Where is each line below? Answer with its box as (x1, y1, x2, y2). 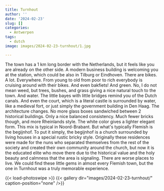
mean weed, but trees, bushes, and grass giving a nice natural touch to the (5, 87, 156, 93)
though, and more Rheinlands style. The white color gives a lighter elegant (5, 119, 155, 124)
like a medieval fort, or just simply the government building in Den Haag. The (5, 103, 160, 109)
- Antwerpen (9, 30, 34, 35)
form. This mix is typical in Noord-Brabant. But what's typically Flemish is (5, 123, 153, 130)
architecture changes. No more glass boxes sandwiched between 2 (5, 108, 141, 114)
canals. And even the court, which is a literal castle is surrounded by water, (5, 97, 157, 103)
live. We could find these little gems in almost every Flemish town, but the (5, 160, 154, 166)
